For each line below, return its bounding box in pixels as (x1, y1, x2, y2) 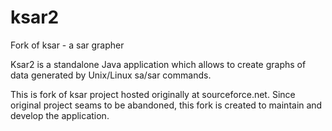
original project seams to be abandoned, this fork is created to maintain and (10, 99, 323, 111)
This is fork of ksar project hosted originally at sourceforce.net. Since (10, 88, 296, 100)
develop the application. (10, 109, 110, 121)
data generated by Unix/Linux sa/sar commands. (10, 69, 212, 81)
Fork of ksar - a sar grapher (10, 39, 125, 51)
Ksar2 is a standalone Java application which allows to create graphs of (10, 58, 307, 70)
